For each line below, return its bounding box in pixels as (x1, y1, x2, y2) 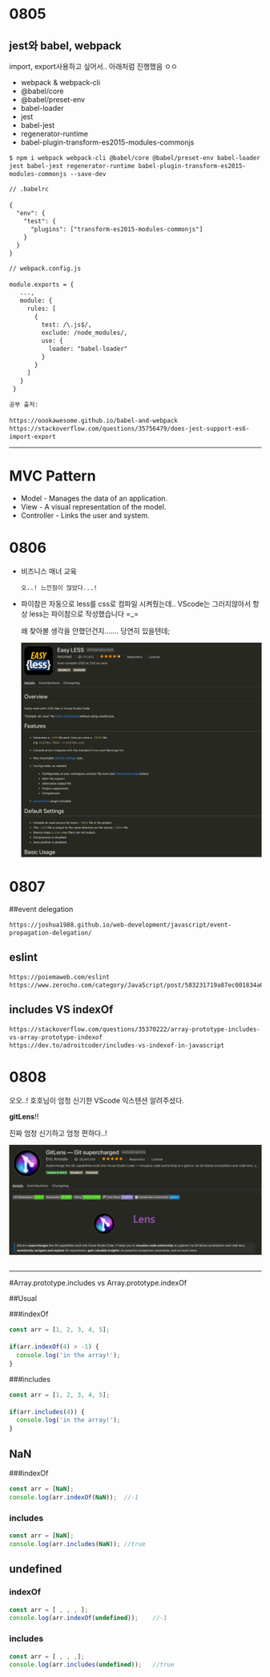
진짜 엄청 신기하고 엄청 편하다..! (9, 1128, 107, 1138)
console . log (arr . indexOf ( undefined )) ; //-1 (9, 1614, 167, 1622)
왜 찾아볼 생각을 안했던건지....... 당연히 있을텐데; (20, 626, 171, 636)
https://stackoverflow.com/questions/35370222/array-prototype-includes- (9, 1025, 261, 1033)
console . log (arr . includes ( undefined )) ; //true (9, 1661, 175, 1669)
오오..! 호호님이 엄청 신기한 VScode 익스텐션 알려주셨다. (9, 1095, 185, 1105)
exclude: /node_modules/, (41, 329, 128, 337)
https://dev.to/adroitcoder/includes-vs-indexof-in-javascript (9, 1041, 225, 1049)
